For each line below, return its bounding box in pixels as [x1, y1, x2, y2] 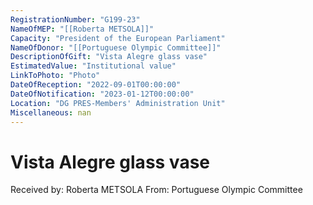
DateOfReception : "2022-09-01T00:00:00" [10, 80, 182, 90]
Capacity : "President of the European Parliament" [10, 33, 226, 43]
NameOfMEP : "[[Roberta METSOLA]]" [10, 24, 155, 34]
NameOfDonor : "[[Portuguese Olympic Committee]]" [10, 42, 222, 53]
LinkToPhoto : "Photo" [10, 71, 101, 81]
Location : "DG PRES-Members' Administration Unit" [10, 98, 226, 108]
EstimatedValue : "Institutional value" [10, 61, 177, 71]
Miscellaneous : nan [10, 107, 92, 118]
